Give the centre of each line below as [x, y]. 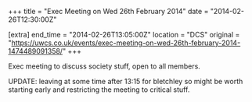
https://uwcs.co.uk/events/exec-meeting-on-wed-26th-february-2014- [126, 43]
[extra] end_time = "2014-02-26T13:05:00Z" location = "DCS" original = [124, 35]
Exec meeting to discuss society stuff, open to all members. [104, 66]
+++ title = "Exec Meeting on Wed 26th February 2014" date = [108, 11]
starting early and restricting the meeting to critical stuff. [99, 90]
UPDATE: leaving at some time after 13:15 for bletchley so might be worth [126, 81]
